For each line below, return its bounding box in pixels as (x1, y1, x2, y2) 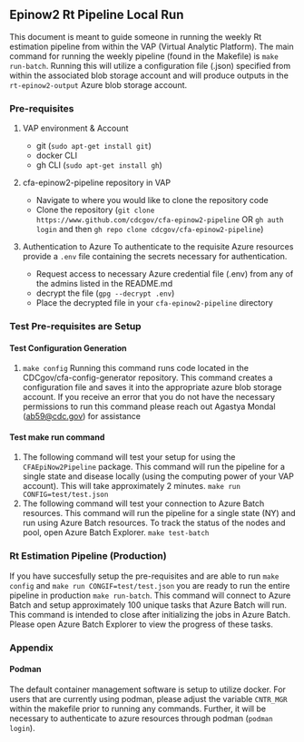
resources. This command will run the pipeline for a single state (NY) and (22, 508, 296, 519)
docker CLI (35, 150, 78, 161)
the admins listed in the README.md (35, 278, 173, 289)
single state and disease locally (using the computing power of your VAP (22, 471, 295, 482)
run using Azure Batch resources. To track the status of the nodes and (22, 517, 286, 529)
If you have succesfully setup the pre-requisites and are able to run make (9, 571, 279, 581)
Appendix (9, 641, 54, 654)
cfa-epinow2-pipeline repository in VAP (22, 177, 171, 189)
